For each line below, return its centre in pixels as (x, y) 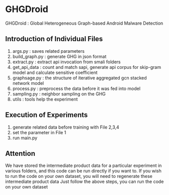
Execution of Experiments (47, 115)
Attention (20, 154)
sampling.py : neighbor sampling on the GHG (59, 93)
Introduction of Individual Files (54, 39)
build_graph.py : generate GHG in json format (59, 56)
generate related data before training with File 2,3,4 (66, 127)
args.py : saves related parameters (48, 51)
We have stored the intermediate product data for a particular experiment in (83, 166)
